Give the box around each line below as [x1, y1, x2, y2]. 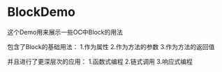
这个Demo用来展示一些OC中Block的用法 [7, 28, 124, 36]
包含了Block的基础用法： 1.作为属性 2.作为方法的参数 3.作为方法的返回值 [7, 42, 215, 51]
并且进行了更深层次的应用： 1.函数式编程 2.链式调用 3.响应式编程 [7, 57, 193, 66]
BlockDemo [7, 4, 75, 20]
